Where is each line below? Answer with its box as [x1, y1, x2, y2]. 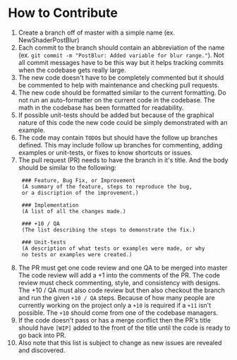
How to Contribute [8, 5, 119, 21]
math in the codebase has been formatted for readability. [18, 103, 184, 112]
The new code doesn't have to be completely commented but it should [18, 73, 224, 82]
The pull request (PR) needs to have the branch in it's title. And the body [18, 155, 229, 164]
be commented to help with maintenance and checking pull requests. [18, 80, 219, 89]
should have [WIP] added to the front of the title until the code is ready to [18, 323, 231, 332]
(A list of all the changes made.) [21, 208, 126, 215]
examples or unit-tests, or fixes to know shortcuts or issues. [18, 148, 193, 157]
